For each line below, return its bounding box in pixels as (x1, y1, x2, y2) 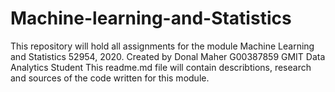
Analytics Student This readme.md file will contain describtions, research (10, 61, 312, 73)
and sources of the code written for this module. (10, 72, 210, 84)
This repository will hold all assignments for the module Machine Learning (10, 40, 315, 52)
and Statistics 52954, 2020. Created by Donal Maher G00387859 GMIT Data (10, 50, 326, 62)
